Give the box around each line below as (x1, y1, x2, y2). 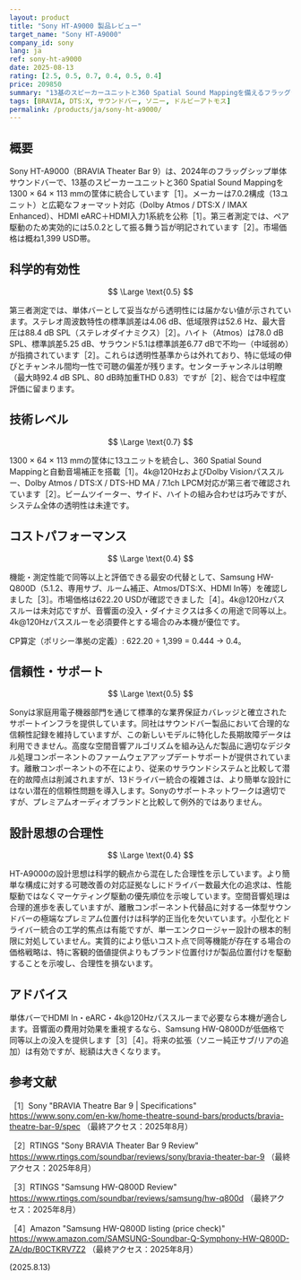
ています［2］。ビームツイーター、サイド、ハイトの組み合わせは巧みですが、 (9, 488, 292, 499)
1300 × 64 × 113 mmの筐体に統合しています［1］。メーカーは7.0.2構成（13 (9, 188, 281, 199)
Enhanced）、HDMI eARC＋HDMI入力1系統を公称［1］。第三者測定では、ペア (9, 211, 289, 222)
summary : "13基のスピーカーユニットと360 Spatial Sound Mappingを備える (9, 88, 264, 97)
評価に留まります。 (9, 383, 80, 394)
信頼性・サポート (9, 664, 104, 679)
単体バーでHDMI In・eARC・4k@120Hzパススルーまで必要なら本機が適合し (9, 1012, 288, 1023)
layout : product (9, 13, 70, 22)
